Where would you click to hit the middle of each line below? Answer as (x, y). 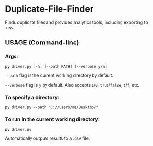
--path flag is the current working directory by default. (59, 75)
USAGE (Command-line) (42, 43)
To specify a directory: (32, 97)
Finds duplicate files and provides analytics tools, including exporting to (77, 22)
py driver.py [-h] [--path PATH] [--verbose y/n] (56, 66)
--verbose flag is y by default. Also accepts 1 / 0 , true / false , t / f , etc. (72, 85)
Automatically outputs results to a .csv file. (47, 138)
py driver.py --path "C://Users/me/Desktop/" (52, 107)
